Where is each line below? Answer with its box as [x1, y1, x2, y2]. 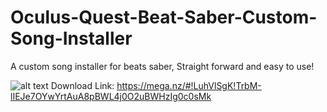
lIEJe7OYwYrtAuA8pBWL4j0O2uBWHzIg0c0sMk [10, 90, 212, 102]
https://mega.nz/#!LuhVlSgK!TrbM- [116, 79, 262, 91]
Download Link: [50, 79, 115, 91]
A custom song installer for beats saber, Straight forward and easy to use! [10, 60, 315, 72]
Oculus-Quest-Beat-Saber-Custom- [10, 6, 318, 29]
